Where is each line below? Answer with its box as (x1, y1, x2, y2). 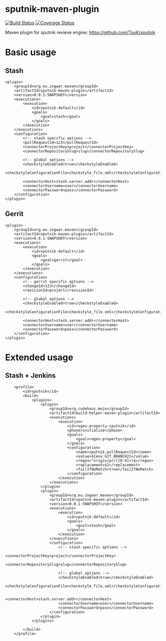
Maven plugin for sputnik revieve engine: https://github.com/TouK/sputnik (5, 29, 156, 35)
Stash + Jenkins (5, 371, 56, 380)
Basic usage (5, 47, 56, 58)
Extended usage (5, 352, 74, 363)
